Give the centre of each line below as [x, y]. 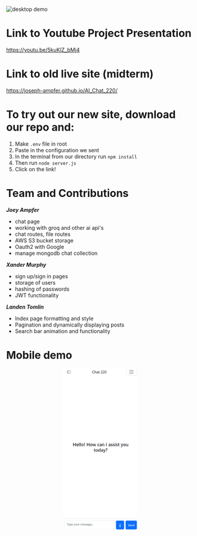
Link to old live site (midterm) [80, 74]
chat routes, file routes [42, 234]
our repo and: [40, 127]
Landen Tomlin [25, 307]
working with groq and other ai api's [59, 227]
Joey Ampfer [23, 210]
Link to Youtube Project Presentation [99, 33]
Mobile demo [39, 355]
